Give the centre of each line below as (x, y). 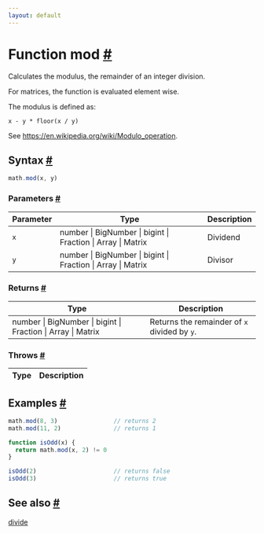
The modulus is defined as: (52, 106)
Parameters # (35, 199)
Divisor (220, 260)
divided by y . (173, 331)
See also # (34, 503)
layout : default (35, 15)
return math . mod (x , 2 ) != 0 (61, 450)
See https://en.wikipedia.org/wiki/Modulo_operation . (93, 135)
